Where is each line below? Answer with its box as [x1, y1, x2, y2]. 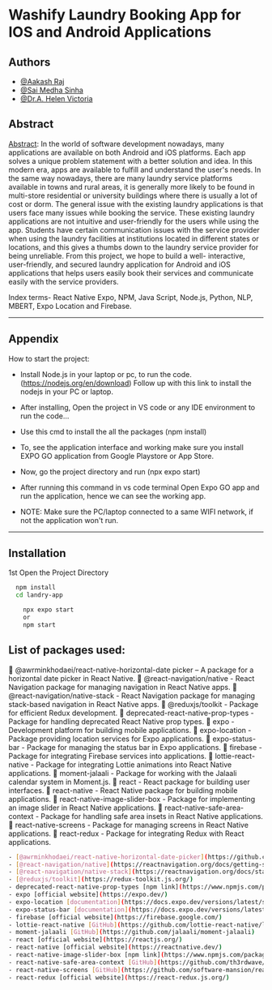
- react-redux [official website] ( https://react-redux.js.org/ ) [8, 973, 230, 982]
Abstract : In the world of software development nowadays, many [8, 139, 225, 148]
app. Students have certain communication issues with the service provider [8, 225, 261, 234]
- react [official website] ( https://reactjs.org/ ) [8, 936, 183, 944]
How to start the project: [8, 354, 90, 363]
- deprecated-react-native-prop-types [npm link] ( [8, 883, 183, 891]
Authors [8, 55, 51, 69]
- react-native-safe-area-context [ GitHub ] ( [8, 958, 161, 966]
